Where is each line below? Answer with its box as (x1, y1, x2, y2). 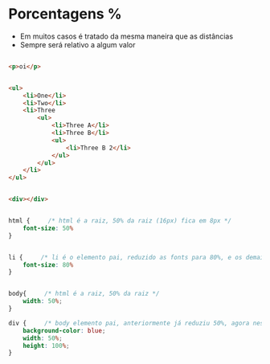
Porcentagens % (8, 5, 122, 23)
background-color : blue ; (22, 326, 106, 334)
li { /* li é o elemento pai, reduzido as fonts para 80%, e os (8, 253, 243, 261)
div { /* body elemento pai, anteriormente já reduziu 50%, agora (8, 319, 250, 327)
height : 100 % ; (22, 342, 70, 350)
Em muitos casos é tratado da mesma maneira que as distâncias (19, 31, 234, 41)
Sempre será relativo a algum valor (19, 39, 136, 49)
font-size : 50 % (22, 224, 74, 232)
